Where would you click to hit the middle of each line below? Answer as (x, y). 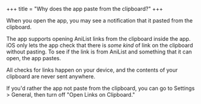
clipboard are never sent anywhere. (51, 76)
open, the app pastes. (34, 58)
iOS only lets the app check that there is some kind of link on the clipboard (100, 45)
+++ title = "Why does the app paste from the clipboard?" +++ (85, 9)
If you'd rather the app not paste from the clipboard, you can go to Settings (100, 88)
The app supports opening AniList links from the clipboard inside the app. (98, 39)
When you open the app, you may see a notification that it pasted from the (100, 20)
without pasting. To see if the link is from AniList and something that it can (99, 52)
